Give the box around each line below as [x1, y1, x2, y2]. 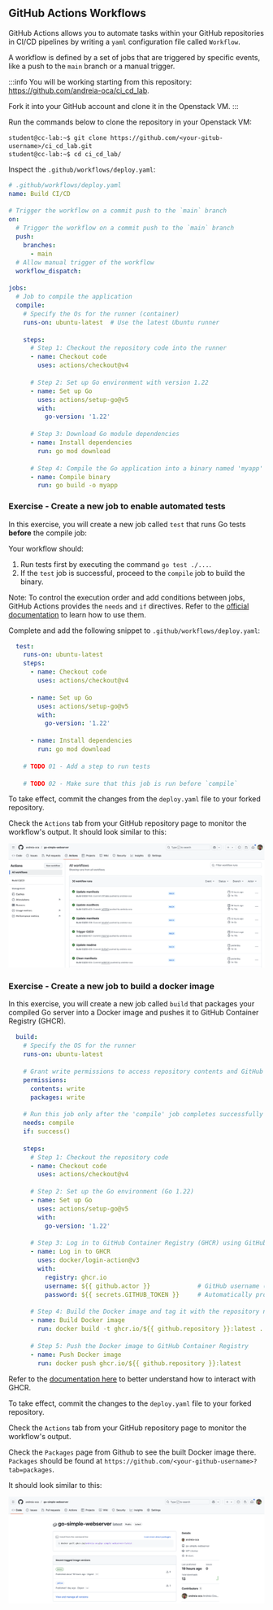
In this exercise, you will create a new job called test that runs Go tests [8, 519, 246, 529]
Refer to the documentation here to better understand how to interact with [8, 1374, 256, 1384]
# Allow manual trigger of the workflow [15, 258, 154, 267]
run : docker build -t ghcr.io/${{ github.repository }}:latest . [37, 1325, 264, 1333]
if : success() [23, 1128, 71, 1136]
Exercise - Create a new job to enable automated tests [8, 500, 226, 512]
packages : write [29, 1093, 85, 1102]
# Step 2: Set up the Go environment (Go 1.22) [29, 1188, 195, 1196]
